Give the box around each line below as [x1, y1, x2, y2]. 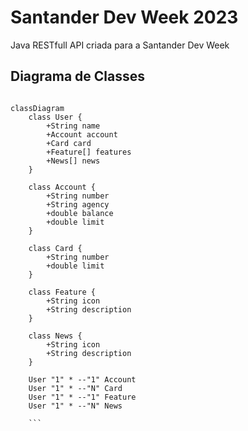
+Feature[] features [46, 147, 132, 157]
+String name [46, 121, 101, 131]
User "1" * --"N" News [28, 401, 123, 411]
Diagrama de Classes [10, 68, 146, 85]
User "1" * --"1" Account [28, 374, 137, 385]
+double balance [46, 208, 114, 218]
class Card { [28, 243, 83, 253]
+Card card [46, 138, 92, 148]
